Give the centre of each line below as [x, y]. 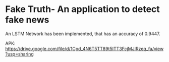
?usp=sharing [19, 54]
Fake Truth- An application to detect [82, 9]
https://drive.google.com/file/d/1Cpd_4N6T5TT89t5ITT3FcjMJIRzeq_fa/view [84, 48]
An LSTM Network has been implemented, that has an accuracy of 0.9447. [83, 33]
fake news [27, 20]
